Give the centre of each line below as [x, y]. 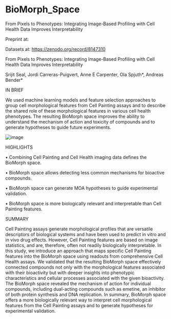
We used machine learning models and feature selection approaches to [81, 100]
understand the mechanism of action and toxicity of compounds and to [80, 121]
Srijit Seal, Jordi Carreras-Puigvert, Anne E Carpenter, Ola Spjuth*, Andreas [84, 74]
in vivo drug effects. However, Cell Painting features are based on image [81, 240]
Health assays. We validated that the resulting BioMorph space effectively [83, 261]
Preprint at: [17, 39]
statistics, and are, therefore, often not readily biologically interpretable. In [83, 245]
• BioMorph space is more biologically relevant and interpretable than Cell [83, 203]
